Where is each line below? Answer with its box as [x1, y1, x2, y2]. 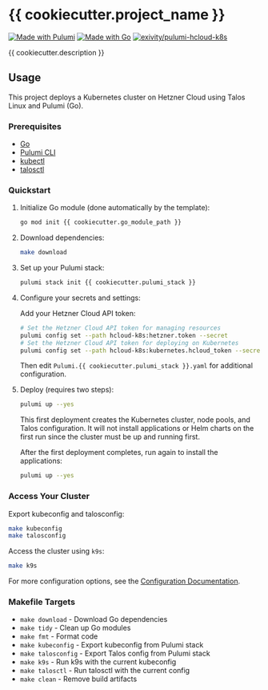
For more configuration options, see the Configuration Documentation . [8, 576, 241, 586]
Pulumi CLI [19, 148, 56, 157]
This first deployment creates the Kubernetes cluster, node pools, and [19, 415, 250, 424]
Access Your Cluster [8, 491, 90, 502]
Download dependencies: [19, 233, 105, 242]
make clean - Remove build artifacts [19, 674, 138, 684]
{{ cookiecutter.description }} [8, 47, 105, 57]
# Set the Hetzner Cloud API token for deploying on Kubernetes [19, 339, 239, 347]
